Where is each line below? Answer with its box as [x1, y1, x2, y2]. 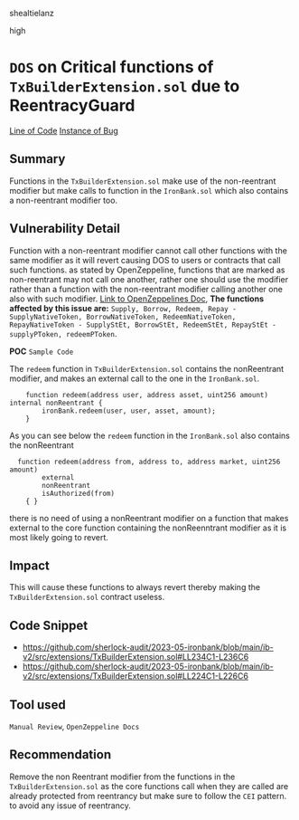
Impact [9, 558, 50, 573]
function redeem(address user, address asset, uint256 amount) [25, 390, 269, 399]
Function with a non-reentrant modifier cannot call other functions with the [9, 244, 287, 256]
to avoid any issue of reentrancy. [9, 800, 131, 811]
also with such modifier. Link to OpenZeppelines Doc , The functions [9, 293, 265, 304]
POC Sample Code [9, 346, 74, 357]
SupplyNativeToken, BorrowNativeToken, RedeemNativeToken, [9, 312, 237, 321]
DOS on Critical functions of [9, 57, 214, 78]
